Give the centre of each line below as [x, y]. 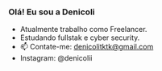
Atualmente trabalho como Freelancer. [83, 30]
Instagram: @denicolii [56, 58]
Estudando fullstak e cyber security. [80, 37]
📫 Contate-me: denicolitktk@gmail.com [87, 47]
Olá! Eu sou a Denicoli [52, 12]
